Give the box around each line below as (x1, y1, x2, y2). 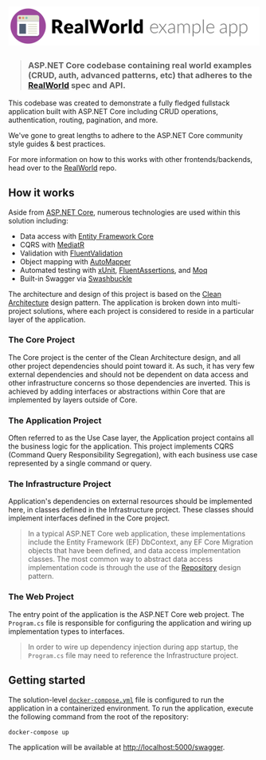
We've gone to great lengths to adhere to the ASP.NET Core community (8, 130, 243, 140)
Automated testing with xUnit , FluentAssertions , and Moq (19, 265, 208, 275)
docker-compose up (8, 728, 69, 736)
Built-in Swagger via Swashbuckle (19, 274, 133, 283)
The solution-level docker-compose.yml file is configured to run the (8, 695, 225, 704)
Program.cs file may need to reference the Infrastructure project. (27, 650, 239, 660)
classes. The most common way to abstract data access (27, 554, 213, 564)
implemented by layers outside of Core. (8, 394, 138, 405)
